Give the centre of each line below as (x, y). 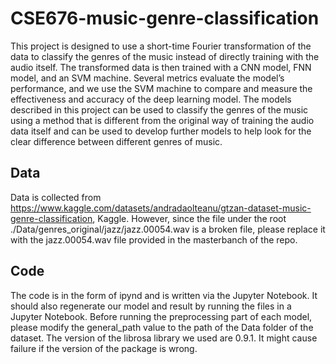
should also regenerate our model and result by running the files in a (151, 306)
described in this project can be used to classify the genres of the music (159, 109)
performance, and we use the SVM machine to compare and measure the (161, 88)
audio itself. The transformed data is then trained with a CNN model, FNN (161, 67)
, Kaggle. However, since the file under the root (189, 218)
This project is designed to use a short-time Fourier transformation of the (161, 46)
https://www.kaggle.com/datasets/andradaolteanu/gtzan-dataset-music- (161, 208)
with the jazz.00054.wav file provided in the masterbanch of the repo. (154, 239)
